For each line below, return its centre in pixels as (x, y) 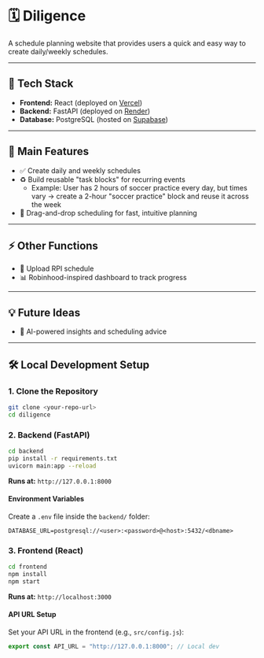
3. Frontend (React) (46, 550)
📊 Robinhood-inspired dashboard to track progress (103, 278)
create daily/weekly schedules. (58, 51)
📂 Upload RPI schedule (57, 268)
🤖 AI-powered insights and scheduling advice (93, 331)
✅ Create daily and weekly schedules (80, 170)
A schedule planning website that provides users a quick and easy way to (127, 43)
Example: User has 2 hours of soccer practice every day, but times (139, 187)
